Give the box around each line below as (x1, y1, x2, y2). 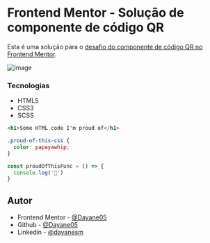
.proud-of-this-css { (7, 137, 70, 144)
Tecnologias (7, 81, 50, 90)
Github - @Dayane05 (17, 221, 79, 229)
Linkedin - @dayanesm (17, 228, 83, 237)
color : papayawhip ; (13, 144, 70, 151)
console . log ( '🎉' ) (13, 169, 64, 176)
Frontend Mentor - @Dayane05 (17, 213, 107, 221)
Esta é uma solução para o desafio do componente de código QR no (7, 42, 203, 51)
